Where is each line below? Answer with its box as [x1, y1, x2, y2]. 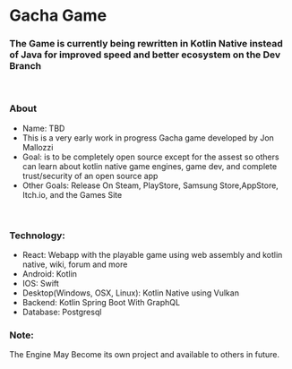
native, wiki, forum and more [21, 259, 128, 270]
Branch [9, 60, 42, 73]
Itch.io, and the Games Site [21, 189, 123, 200]
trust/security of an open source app [21, 170, 159, 181]
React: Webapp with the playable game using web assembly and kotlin [21, 250, 283, 261]
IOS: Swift [21, 279, 60, 289]
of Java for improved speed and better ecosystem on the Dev [9, 48, 281, 61]
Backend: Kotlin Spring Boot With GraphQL [21, 297, 181, 308]
